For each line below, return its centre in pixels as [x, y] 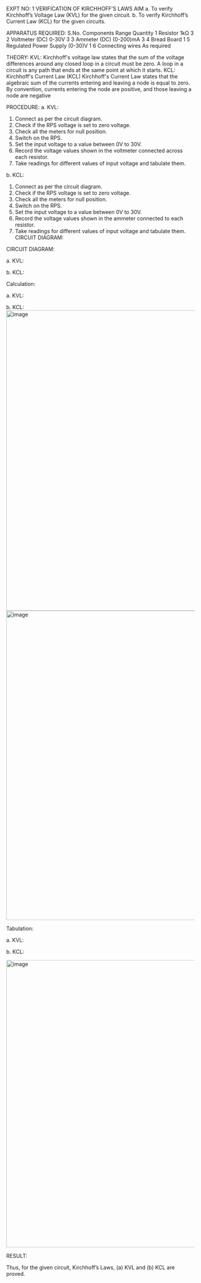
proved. [16, 1274]
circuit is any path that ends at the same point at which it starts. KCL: [91, 70]
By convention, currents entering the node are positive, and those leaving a [99, 89]
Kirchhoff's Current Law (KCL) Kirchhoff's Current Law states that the [92, 76]
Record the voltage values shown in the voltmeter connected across [99, 150]
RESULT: [17, 1256]
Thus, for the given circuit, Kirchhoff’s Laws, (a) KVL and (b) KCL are [91, 1267]
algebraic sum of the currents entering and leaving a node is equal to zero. [98, 83]
